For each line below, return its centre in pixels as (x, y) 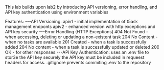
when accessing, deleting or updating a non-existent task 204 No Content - (82, 37)
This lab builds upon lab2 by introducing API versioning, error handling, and (81, 7)
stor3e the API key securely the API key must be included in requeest (75, 57)
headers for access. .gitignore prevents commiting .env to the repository (78, 63)
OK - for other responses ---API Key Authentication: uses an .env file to (77, 52)
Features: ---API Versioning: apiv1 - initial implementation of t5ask (71, 21)
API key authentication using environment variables (57, 12)
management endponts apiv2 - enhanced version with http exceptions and (80, 27)
